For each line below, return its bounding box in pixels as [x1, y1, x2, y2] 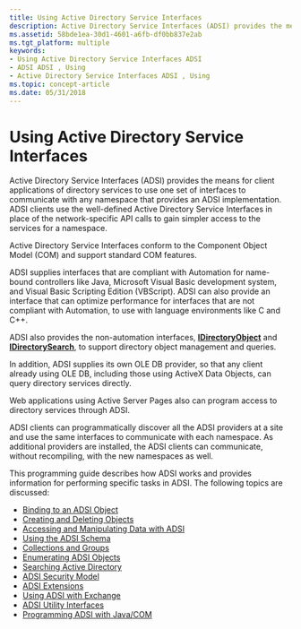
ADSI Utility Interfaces [21, 599, 105, 610]
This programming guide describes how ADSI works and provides [9, 468, 253, 479]
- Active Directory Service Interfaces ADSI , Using [9, 72, 211, 81]
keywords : [9, 47, 47, 56]
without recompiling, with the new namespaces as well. [9, 451, 213, 461]
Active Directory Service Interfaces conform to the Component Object [9, 240, 268, 251]
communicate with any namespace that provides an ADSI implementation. [9, 194, 282, 205]
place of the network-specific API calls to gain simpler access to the [9, 213, 262, 224]
